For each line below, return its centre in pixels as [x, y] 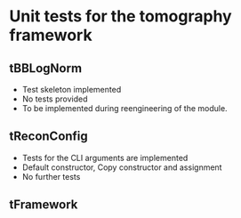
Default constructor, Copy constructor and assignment [122, 167]
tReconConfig [49, 137]
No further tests [51, 176]
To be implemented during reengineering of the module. [125, 108]
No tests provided [55, 99]
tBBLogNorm [46, 68]
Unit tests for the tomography [121, 16]
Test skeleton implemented [72, 89]
